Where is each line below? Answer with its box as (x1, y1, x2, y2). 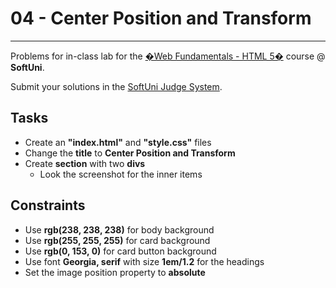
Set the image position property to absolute (24, 266, 206, 278)
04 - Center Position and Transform (10, 7, 312, 30)
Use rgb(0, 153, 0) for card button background (24, 245, 217, 257)
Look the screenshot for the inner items (39, 168, 203, 180)
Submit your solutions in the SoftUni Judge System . (10, 80, 223, 92)
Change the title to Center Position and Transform (24, 147, 236, 159)
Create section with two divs (24, 157, 146, 169)
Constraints (10, 197, 86, 214)
